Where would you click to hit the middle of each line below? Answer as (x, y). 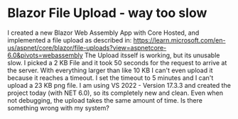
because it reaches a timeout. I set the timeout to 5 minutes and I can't (110, 78)
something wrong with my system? (59, 108)
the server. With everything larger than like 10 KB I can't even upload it (110, 70)
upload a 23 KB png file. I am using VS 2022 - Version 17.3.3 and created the (119, 85)
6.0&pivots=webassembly (45, 55)
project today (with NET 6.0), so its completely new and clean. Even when (115, 93)
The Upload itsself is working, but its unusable (152, 55)
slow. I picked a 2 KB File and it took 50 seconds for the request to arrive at (117, 62)
